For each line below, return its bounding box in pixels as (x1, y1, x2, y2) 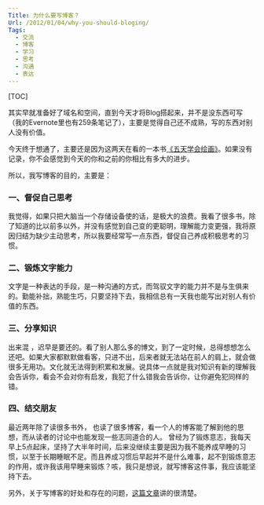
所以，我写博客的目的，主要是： (8, 170, 112, 180)
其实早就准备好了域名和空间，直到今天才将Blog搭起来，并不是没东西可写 (8, 108, 244, 117)
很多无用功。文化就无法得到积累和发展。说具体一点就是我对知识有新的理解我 (8, 362, 256, 371)
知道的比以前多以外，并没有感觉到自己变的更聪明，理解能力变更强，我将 (14, 221, 249, 230)
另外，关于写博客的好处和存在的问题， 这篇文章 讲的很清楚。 (8, 488, 201, 497)
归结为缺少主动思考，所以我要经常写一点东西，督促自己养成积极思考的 (14, 231, 242, 240)
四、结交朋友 (8, 403, 57, 414)
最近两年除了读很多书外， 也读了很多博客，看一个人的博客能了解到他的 (8, 422, 237, 432)
